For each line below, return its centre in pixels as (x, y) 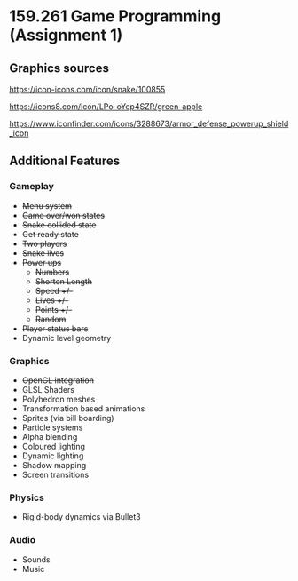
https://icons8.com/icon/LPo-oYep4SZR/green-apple (106, 107)
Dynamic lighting (53, 456)
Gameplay (32, 187)
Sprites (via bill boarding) (68, 418)
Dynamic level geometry (67, 338)
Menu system (47, 205)
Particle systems (52, 427)
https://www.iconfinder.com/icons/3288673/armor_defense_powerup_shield (149, 123)
